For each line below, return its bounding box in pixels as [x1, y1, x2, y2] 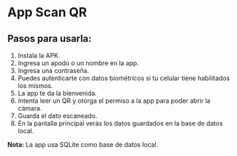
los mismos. [17, 82, 53, 89]
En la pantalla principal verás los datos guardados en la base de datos [17, 119, 223, 128]
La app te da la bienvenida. [17, 89, 98, 97]
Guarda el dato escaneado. [17, 111, 98, 120]
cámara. [17, 104, 43, 112]
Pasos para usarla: [7, 33, 92, 45]
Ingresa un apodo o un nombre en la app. [17, 59, 139, 67]
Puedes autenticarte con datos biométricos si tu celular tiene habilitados [17, 74, 230, 82]
